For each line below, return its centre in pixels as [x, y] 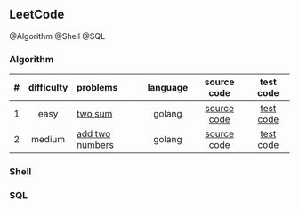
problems [97, 88]
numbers [95, 145]
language [168, 88]
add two [94, 134]
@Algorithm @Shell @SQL [57, 36]
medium [48, 140]
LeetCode [37, 15]
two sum [95, 114]
